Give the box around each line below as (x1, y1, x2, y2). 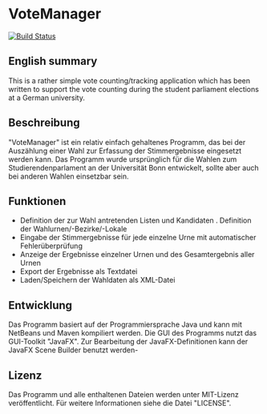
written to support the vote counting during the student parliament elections (8, 84, 259, 94)
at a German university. (8, 93, 86, 102)
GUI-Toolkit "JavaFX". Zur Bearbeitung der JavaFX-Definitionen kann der (8, 337, 249, 347)
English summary (8, 54, 98, 68)
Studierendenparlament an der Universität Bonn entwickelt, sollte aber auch (8, 163, 259, 172)
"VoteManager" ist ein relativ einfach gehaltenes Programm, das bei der (8, 137, 246, 147)
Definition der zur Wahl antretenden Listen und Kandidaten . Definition (19, 215, 252, 225)
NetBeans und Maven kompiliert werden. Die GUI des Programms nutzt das (8, 328, 257, 338)
